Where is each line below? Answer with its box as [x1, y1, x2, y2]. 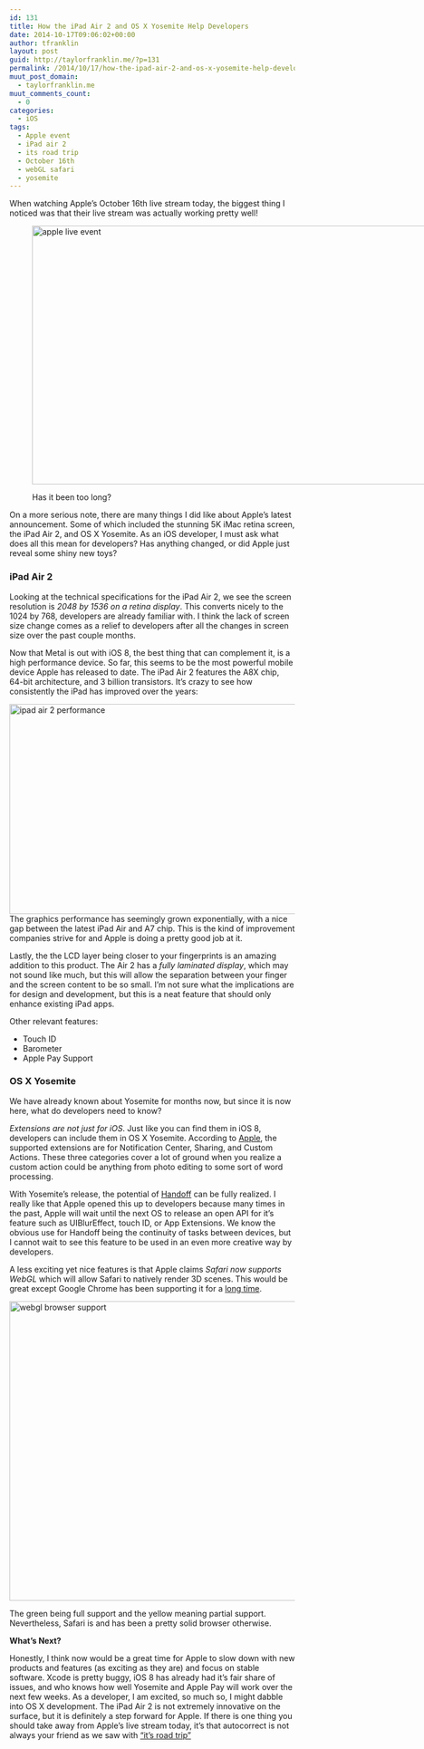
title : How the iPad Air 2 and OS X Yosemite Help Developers [9, 22, 249, 31]
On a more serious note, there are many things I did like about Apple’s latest [9, 509, 292, 521]
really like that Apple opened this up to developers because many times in [9, 1197, 285, 1209]
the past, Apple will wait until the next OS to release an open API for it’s [9, 1207, 275, 1218]
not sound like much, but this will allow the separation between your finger [9, 969, 288, 980]
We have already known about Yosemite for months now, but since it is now [9, 1095, 292, 1106]
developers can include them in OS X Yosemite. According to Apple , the [9, 1132, 278, 1143]
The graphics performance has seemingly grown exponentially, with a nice [9, 913, 288, 924]
